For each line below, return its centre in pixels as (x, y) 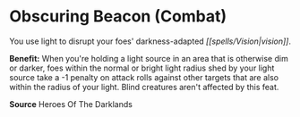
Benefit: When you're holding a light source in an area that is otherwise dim (149, 58)
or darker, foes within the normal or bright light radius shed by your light (142, 68)
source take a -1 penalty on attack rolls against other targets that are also (144, 77)
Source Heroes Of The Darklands (71, 104)
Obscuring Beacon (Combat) (118, 17)
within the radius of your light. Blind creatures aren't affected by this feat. (144, 87)
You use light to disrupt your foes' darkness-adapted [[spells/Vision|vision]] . (150, 41)
